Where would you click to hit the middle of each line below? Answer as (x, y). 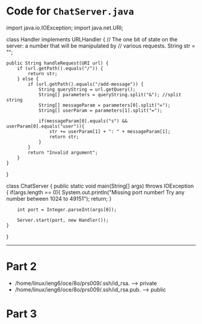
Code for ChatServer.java (70, 11)
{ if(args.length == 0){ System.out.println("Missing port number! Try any (96, 192)
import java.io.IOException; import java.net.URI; (65, 28)
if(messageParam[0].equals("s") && (83, 121)
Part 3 (22, 314)
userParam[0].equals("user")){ (45, 126)
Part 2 (22, 267)
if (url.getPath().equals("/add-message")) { (86, 84)
